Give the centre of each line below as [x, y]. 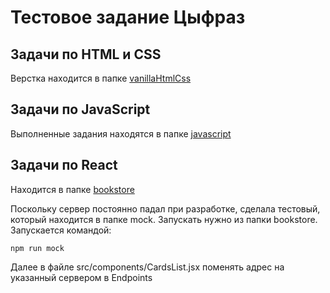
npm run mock [37, 248]
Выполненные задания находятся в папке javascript [121, 133]
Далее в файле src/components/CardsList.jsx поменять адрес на [147, 267]
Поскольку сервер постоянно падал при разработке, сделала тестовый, [165, 208]
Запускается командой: [61, 230]
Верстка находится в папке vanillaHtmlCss [101, 78]
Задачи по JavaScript [80, 109]
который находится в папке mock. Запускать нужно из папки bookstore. [164, 219]
